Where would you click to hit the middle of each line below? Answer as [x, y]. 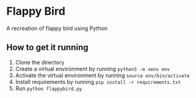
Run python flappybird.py [49, 88]
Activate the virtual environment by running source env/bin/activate [102, 75]
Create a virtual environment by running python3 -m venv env [92, 69]
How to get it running [48, 47]
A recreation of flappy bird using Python [57, 28]
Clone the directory [40, 62]
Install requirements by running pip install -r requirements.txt [98, 81]
